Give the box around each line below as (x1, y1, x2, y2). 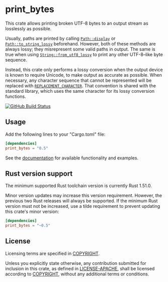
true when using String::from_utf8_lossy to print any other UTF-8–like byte (5, 51, 163, 58)
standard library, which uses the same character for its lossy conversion (5, 88, 155, 94)
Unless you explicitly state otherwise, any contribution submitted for (5, 260, 147, 266)
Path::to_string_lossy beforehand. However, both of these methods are (5, 40, 156, 46)
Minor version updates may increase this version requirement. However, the (5, 193, 162, 199)
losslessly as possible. (5, 25, 52, 31)
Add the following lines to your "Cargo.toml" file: (5, 131, 106, 137)
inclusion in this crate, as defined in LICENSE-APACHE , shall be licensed (5, 265, 155, 271)
